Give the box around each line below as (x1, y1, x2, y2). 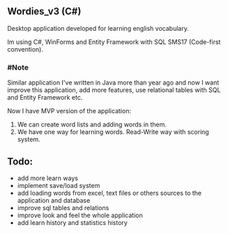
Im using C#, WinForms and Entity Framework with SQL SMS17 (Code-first (7, 38, 221, 46)
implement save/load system (17, 181, 100, 189)
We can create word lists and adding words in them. (17, 120, 167, 129)
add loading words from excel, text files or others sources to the (17, 189, 202, 197)
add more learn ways (17, 174, 79, 182)
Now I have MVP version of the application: (7, 107, 131, 115)
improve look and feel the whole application (17, 211, 143, 219)
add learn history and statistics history (17, 218, 128, 226)
